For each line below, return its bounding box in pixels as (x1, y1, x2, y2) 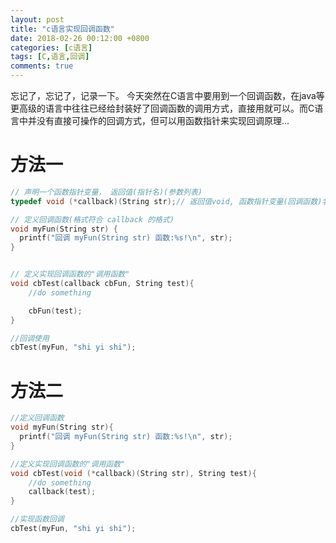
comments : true (10, 61, 74, 71)
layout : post (10, 14, 65, 25)
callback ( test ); (28, 487, 97, 497)
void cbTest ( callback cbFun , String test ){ (10, 279, 195, 289)
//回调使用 (10, 333, 50, 343)
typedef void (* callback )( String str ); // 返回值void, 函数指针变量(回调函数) (10, 196, 323, 206)
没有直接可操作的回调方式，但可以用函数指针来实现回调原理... (36, 115, 290, 126)
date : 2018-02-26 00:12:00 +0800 (10, 33, 150, 43)
